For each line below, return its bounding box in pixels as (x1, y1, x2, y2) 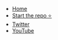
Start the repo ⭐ (11, 12, 53, 19)
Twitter (11, 21, 30, 28)
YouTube (11, 27, 34, 34)
